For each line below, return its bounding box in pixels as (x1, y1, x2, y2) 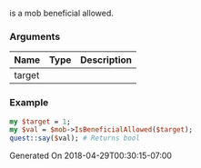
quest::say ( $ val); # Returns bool (9, 133, 141, 143)
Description (80, 54, 132, 66)
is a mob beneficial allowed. (9, 8, 114, 18)
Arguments (9, 30, 61, 43)
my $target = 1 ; (9, 117, 71, 126)
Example (9, 96, 49, 109)
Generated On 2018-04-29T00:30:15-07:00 (9, 150, 173, 162)
